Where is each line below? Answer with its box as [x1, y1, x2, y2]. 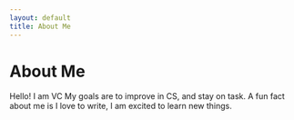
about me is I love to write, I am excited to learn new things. [9, 101, 232, 112]
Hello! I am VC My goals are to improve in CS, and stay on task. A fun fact [9, 91, 285, 102]
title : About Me [9, 22, 71, 31]
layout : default [9, 13, 71, 23]
